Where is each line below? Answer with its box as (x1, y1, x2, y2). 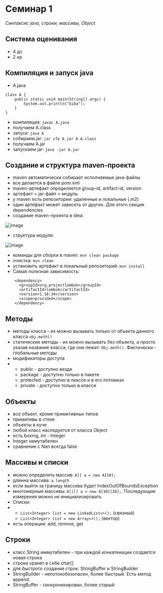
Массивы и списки (5, 458, 69, 467)
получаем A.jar (12, 141, 46, 147)
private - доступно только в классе (20, 382, 97, 389)
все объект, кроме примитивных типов (12, 411, 98, 417)
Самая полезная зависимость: (12, 268, 80, 275)
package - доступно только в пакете (20, 372, 99, 378)
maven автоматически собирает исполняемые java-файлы (12, 174, 141, 180)
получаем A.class (12, 124, 51, 130)
